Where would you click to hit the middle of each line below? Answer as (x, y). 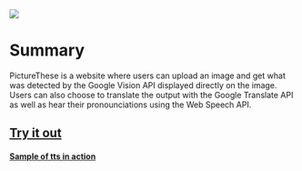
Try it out (35, 133)
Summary (47, 50)
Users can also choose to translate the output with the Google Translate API (151, 95)
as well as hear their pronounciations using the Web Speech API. (131, 105)
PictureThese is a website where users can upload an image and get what (148, 75)
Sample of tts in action (53, 156)
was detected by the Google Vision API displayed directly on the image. (143, 85)
